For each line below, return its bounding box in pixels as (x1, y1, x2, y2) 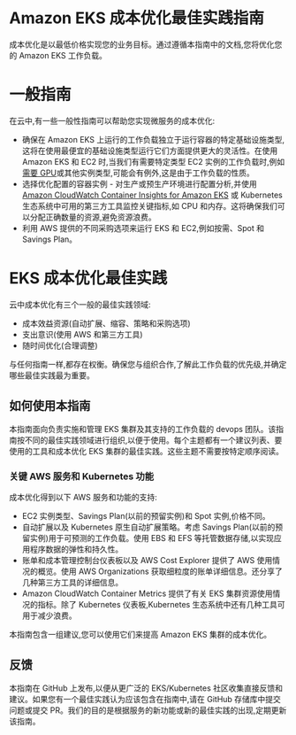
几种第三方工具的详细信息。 (21, 576, 124, 587)
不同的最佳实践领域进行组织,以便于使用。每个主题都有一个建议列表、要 (24, 435, 283, 445)
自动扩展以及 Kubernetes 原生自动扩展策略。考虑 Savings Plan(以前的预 (21, 522, 284, 532)
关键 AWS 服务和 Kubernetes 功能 (9, 470, 155, 483)
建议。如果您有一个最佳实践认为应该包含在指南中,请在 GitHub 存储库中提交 (9, 693, 281, 704)
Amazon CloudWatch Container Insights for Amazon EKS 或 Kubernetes (21, 190, 283, 200)
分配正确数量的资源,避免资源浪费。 (29, 212, 156, 222)
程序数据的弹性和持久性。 (29, 544, 124, 554)
